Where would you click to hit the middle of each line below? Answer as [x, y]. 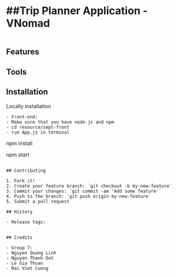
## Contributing [26, 171]
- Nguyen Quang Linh [31, 253]
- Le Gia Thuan [25, 263]
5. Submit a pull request [38, 201]
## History [19, 212]
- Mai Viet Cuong [27, 268]
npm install [19, 143]
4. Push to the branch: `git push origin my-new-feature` [79, 196]
